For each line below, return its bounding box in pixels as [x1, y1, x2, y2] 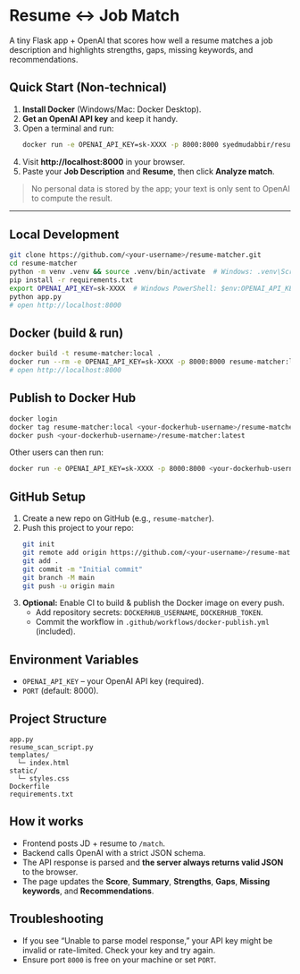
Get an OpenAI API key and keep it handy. [21, 113, 179, 124]
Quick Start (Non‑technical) [9, 80, 168, 95]
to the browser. [21, 866, 79, 877]
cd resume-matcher [9, 259, 78, 269]
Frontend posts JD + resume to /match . [21, 838, 166, 849]
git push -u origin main [21, 581, 115, 591]
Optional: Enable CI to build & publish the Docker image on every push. [21, 597, 285, 609]
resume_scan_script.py [9, 743, 94, 752]
